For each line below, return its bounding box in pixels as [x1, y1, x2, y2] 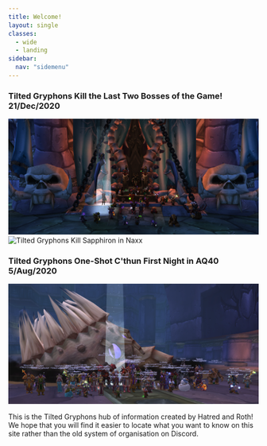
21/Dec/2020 [8, 100, 60, 111]
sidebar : [8, 55, 37, 63]
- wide [15, 38, 37, 46]
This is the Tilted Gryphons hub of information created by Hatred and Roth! [8, 412, 253, 421]
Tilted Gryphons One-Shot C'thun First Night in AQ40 [8, 255, 219, 266]
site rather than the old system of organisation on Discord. [8, 429, 199, 438]
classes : [8, 29, 37, 37]
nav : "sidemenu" [15, 64, 69, 72]
